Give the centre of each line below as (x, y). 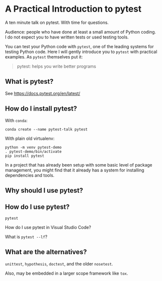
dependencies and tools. (30, 175)
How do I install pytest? (41, 109)
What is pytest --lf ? (26, 237)
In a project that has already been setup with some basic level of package (79, 165)
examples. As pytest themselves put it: (44, 56)
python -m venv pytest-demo (33, 147)
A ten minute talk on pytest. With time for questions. (57, 22)
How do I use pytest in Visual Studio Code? (48, 227)
